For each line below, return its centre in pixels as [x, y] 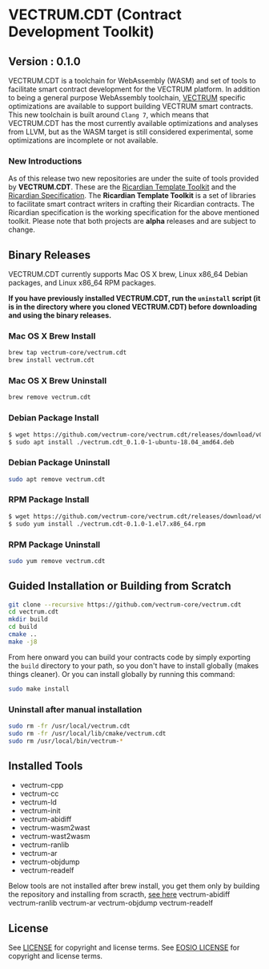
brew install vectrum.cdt [51, 360]
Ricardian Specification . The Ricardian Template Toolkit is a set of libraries [132, 196]
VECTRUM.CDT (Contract [95, 15]
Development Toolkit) [81, 32]
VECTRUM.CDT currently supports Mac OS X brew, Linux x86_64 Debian [128, 274]
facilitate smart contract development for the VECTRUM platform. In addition [134, 89]
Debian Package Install [54, 418]
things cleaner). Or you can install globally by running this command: [122, 674]
